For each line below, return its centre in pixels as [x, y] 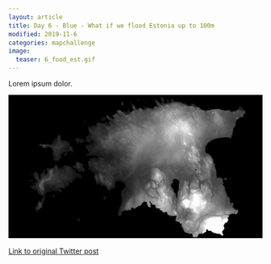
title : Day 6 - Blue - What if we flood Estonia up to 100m [112, 25]
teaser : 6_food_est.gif [55, 60]
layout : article [35, 17]
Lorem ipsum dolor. [40, 84]
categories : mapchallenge [52, 43]
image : [19, 51]
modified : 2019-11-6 [43, 34]
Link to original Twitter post [54, 251]
